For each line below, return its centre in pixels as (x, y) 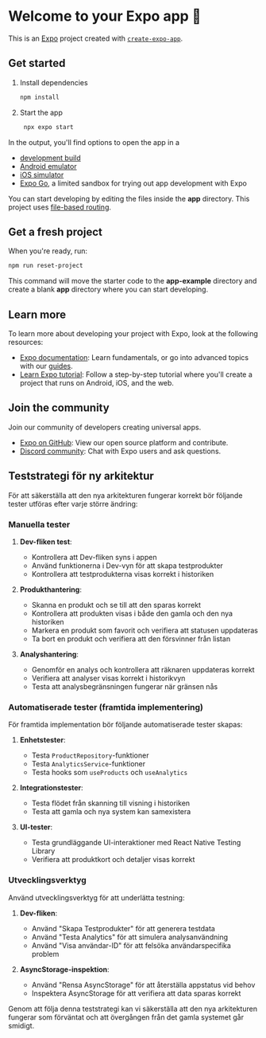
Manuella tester (39, 524)
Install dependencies (54, 82)
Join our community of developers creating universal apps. (105, 427)
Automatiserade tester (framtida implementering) (106, 707)
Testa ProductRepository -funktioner (90, 755)
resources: (26, 342)
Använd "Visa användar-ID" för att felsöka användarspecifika (131, 945)
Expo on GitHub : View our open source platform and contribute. (124, 442)
